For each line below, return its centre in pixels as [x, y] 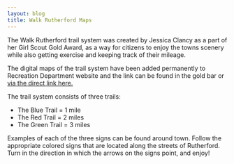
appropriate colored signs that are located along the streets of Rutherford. [114, 145]
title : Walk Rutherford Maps [50, 20]
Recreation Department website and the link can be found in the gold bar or [116, 75]
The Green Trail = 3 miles [54, 124]
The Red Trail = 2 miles [51, 117]
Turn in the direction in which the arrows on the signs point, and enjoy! [109, 153]
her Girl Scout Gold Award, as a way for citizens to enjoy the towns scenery [116, 47]
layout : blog [26, 14]
